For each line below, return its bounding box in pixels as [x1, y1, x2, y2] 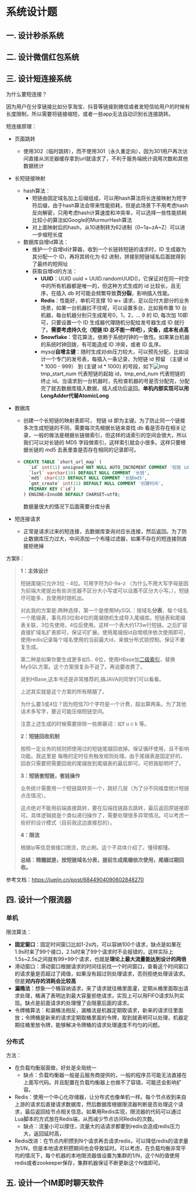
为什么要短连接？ [6, 90, 47, 97]
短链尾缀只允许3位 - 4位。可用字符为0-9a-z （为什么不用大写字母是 [20, 580, 184, 587]
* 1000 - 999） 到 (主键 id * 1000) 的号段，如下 [40, 362, 153, 369]
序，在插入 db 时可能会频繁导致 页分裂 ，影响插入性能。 [40, 289, 173, 296]
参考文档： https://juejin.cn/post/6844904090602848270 [6, 876, 144, 883]
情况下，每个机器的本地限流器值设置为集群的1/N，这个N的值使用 [24, 1151, 180, 1159]
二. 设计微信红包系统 [6, 52, 80, 62]
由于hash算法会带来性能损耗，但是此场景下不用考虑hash [52, 201, 188, 208]
